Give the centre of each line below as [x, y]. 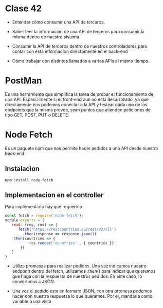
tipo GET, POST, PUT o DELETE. [37, 115]
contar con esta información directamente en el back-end [70, 51]
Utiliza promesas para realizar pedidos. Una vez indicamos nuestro [79, 266]
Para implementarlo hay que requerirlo [44, 207]
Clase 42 [24, 9]
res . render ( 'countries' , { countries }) [72, 243]
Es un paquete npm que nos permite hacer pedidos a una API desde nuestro [81, 148]
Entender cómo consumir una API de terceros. [58, 22]
